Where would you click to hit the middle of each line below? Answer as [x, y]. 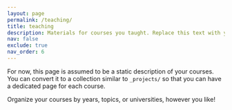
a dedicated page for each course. [56, 86]
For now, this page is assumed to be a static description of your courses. [110, 71]
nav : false [23, 39]
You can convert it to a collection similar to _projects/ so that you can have [115, 78]
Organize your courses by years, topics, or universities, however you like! [112, 99]
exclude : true [28, 45]
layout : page [26, 13]
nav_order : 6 [26, 52]
